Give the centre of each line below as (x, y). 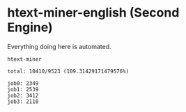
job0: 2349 (23, 83)
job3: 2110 (23, 102)
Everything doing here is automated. (59, 46)
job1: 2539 (23, 89)
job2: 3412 (23, 95)
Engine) (30, 27)
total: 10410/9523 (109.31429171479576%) (68, 71)
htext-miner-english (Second (93, 13)
